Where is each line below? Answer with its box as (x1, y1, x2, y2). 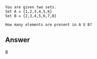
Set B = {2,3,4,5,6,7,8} (5, 13, 57, 18)
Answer (5, 35, 30, 44)
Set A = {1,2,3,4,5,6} (5, 9, 52, 14)
